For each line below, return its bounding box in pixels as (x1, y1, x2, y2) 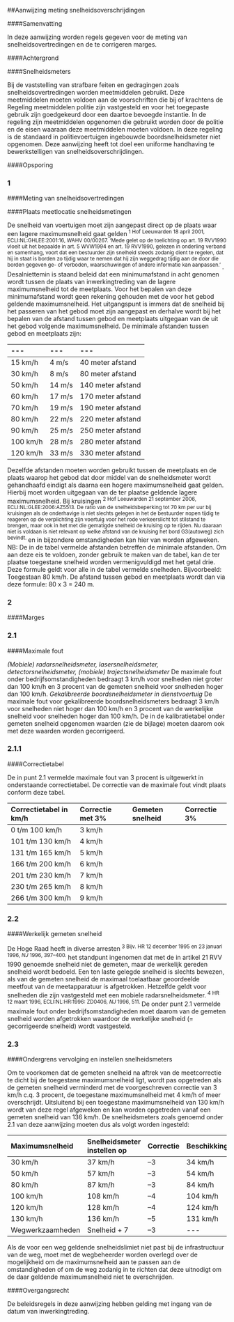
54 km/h (186, 1169, 214, 1179)
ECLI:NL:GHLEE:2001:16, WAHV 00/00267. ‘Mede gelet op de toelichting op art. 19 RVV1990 (7, 237, 227, 244)
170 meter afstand (79, 391, 141, 401)
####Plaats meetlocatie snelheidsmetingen (7, 208, 132, 216)
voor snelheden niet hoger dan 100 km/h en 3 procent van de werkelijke (7, 704, 214, 713)
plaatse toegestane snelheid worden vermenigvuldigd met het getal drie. (7, 557, 216, 566)
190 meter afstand (79, 403, 141, 412)
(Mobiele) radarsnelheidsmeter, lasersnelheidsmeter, (7, 660, 159, 668)
